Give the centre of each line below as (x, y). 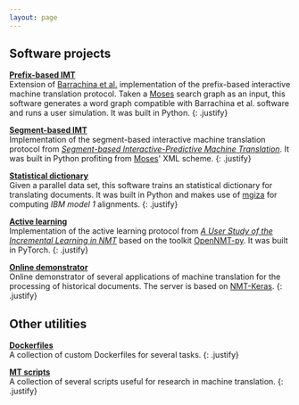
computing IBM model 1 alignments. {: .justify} (94, 204)
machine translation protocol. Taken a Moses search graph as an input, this (147, 94)
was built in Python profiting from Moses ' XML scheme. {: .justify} (130, 159)
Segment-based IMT (48, 130)
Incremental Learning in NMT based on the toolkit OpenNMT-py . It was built (149, 241)
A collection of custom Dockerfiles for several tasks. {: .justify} (124, 355)
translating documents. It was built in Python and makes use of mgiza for (143, 195)
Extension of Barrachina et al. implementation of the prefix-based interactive (150, 85)
